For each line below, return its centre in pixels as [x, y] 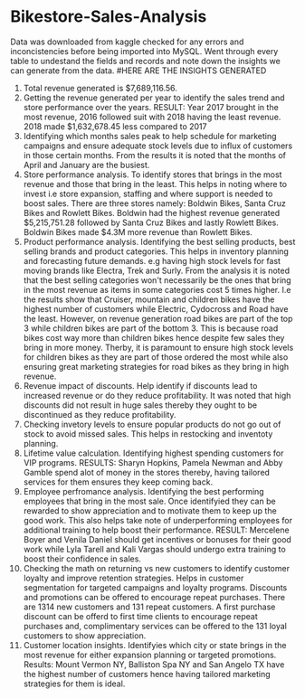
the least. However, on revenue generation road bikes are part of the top [158, 318]
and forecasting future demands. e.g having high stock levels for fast [152, 260]
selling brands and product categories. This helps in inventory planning [156, 251]
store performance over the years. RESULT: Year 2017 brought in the [151, 107]
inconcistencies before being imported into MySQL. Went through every [144, 51]
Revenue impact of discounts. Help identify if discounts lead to [140, 385]
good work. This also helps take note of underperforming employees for [158, 520]
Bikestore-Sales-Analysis [109, 17]
